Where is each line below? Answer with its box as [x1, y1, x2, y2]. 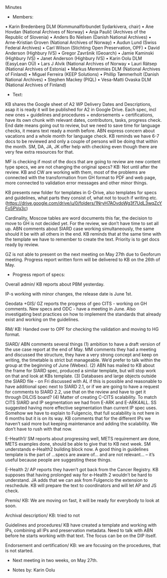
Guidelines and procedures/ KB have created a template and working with [5, 522, 157, 528]
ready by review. [5, 242, 39, 248]
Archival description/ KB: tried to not [5, 513, 80, 518]
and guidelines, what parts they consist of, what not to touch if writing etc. [5, 195, 158, 201]
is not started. [5, 548, 34, 554]
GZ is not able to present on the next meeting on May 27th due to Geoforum [5, 252, 161, 257]
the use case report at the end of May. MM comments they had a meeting [5, 346, 157, 352]
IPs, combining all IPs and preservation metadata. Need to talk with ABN [5, 528, 153, 533]
